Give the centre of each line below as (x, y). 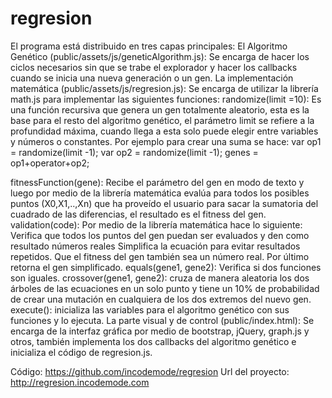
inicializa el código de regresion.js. (81, 352)
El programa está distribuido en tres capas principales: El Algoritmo (149, 46)
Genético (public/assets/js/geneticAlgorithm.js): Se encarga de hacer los (160, 56)
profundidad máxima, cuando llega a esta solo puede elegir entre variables (164, 131)
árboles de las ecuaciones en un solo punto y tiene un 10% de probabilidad (165, 288)
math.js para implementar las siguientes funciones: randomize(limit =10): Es (166, 99)
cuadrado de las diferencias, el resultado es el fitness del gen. (138, 214)
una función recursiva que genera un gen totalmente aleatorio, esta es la (160, 109)
